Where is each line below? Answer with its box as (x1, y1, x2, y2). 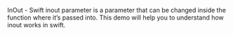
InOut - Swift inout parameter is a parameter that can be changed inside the (7, 6, 227, 14)
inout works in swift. (7, 21, 66, 29)
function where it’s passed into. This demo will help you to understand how (7, 13, 225, 22)
